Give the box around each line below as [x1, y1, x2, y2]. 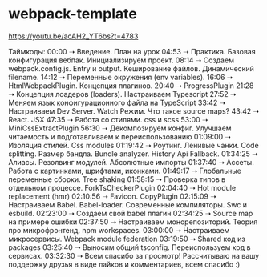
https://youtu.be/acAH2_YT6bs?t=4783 [8, 31, 139, 41]
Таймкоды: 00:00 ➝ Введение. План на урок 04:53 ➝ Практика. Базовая [8, 46, 256, 56]
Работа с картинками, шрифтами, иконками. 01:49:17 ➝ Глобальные [8, 166, 242, 175]
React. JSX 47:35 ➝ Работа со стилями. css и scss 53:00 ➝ [8, 114, 208, 124]
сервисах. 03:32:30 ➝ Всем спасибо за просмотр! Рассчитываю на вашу [8, 251, 260, 260]
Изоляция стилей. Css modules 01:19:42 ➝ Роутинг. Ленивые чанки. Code [8, 140, 259, 150]
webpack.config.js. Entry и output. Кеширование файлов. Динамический [8, 63, 254, 73]
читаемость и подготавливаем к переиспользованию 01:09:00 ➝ [8, 131, 231, 141]
